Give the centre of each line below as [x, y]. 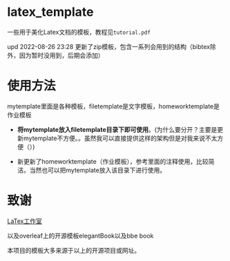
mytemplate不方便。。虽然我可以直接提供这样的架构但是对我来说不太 [120, 138]
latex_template [50, 12]
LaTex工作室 [25, 221]
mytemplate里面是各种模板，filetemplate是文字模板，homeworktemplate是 [113, 106]
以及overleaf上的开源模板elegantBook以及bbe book [80, 235]
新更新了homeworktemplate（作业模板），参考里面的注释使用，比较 [113, 161]
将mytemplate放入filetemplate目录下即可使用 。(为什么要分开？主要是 [117, 129]
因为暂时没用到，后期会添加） [61, 55]
